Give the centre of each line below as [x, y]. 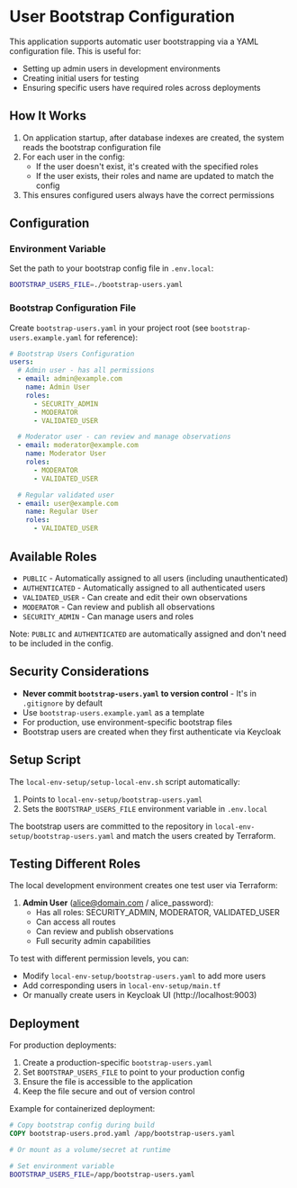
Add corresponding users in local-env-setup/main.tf [121, 985]
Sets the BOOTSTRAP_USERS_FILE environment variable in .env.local [145, 808]
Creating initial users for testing [81, 77]
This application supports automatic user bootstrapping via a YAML [134, 41]
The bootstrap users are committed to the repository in [111, 826]
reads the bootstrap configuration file [92, 147]
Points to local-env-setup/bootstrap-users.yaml [112, 799]
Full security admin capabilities [93, 941]
